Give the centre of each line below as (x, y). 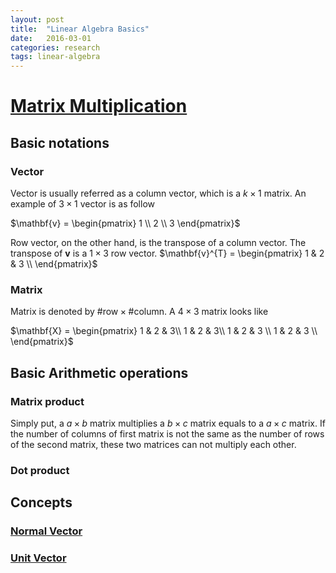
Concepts (41, 502)
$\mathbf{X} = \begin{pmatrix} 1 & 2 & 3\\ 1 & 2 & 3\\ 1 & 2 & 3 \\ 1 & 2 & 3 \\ (164, 331)
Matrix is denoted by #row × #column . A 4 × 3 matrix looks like (139, 312)
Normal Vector (46, 531)
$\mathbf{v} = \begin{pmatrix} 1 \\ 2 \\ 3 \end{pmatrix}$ (125, 223)
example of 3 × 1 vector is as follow (83, 204)
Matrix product (47, 401)
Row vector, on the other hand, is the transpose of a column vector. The (158, 242)
